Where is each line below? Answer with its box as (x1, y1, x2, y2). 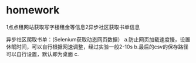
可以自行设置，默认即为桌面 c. (6, 50, 79, 57)
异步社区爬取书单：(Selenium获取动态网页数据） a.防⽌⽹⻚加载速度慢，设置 (6, 36, 191, 43)
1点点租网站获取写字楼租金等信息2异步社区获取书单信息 (6, 23, 140, 30)
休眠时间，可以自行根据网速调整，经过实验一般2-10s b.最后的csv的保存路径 (6, 43, 189, 50)
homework (6, 3, 60, 17)
